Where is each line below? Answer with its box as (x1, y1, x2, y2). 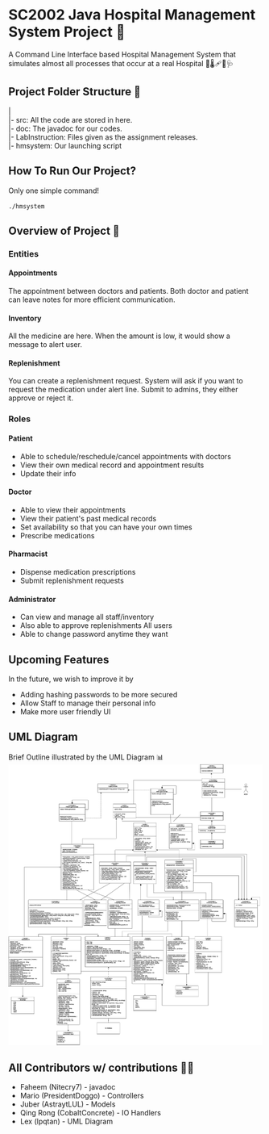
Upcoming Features (8, 652, 110, 667)
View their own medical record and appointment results (19, 460, 205, 470)
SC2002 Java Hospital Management (8, 6, 256, 24)
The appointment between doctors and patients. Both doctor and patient (8, 287, 249, 296)
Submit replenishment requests (19, 575, 125, 586)
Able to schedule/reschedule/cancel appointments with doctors (19, 451, 232, 461)
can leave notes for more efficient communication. (8, 295, 176, 304)
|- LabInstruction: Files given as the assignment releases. (8, 132, 198, 142)
